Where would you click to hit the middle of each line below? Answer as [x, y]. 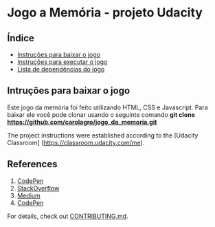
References [32, 164]
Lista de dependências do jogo [61, 69]
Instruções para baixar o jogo [59, 54]
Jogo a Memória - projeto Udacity [105, 13]
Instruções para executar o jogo [62, 62]
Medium [29, 195]
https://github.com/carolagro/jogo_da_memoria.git [82, 122]
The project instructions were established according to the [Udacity [103, 135]
